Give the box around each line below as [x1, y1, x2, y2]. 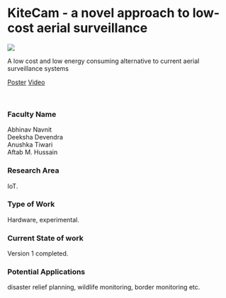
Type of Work [7, 200, 55, 210]
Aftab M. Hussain [7, 148, 58, 156]
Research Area [7, 166, 60, 176]
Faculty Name [7, 109, 57, 119]
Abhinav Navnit [7, 125, 52, 134]
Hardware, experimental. [7, 215, 80, 224]
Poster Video [7, 78, 45, 86]
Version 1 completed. [7, 249, 69, 258]
